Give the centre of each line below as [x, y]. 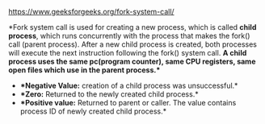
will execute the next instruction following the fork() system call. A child [128, 53]
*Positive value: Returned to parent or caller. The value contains [128, 103]
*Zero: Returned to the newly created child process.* [109, 94]
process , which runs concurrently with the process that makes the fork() [129, 36]
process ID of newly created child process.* [93, 111]
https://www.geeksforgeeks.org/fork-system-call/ [92, 12]
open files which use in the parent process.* [84, 70]
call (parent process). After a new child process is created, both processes [132, 44]
